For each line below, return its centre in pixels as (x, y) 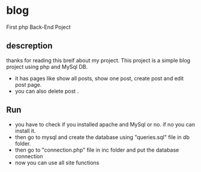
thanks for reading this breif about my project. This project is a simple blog (98, 60)
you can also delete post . (47, 91)
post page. (28, 85)
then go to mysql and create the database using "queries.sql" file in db (102, 137)
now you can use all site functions (57, 162)
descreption (29, 46)
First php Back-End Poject (38, 27)
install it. (25, 131)
